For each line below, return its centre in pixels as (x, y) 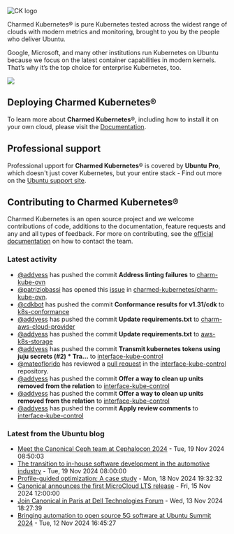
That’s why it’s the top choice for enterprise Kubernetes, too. (94, 67)
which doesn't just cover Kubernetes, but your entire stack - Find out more (115, 173)
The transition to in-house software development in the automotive (114, 463)
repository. (33, 371)
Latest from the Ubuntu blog (56, 433)
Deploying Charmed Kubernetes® (82, 102)
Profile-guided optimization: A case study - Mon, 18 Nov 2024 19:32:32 (120, 479)
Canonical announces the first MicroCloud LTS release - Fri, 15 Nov (114, 486)
